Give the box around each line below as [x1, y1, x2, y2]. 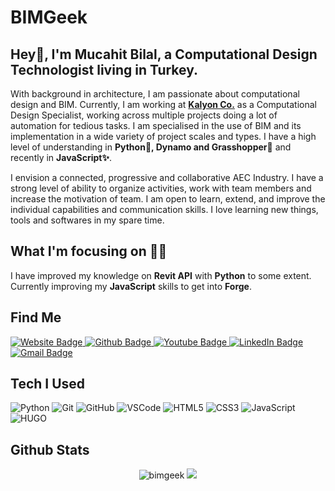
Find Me [10, 309, 62, 326]
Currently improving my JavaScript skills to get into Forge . [10, 280, 252, 292]
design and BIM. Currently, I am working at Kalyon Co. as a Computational [10, 99, 317, 110]
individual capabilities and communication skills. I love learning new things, [10, 204, 319, 215]
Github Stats [10, 441, 90, 458]
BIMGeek [10, 6, 88, 29]
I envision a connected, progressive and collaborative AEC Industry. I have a [10, 172, 324, 183]
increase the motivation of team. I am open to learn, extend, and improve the [10, 193, 326, 205]
